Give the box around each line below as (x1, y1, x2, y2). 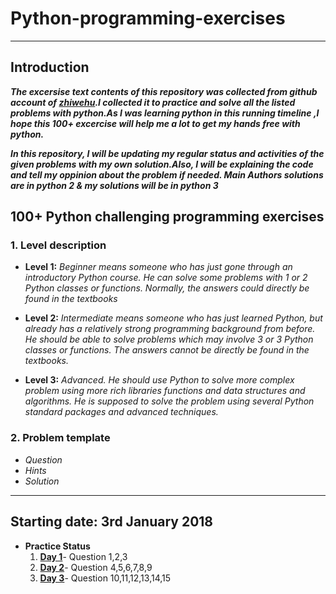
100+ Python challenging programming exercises (10, 208, 325, 226)
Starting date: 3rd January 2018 (10, 513, 214, 531)
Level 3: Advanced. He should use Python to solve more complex (24, 374, 295, 386)
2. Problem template (10, 431, 111, 445)
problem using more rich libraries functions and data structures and (24, 385, 306, 397)
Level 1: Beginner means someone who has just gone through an (24, 261, 293, 273)
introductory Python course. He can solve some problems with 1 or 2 (24, 272, 308, 284)
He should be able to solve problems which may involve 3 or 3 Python (24, 333, 314, 346)
